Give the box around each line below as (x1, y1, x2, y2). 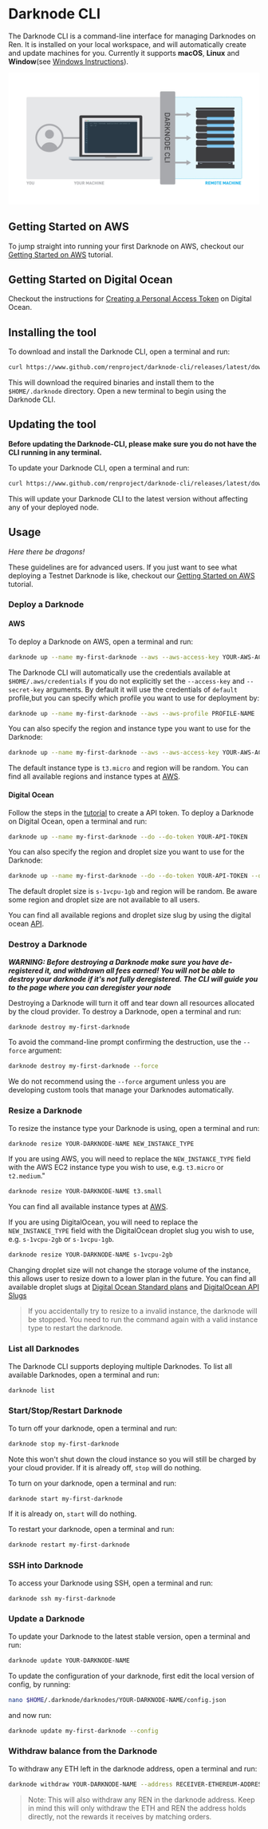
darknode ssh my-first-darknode (8, 1594, 116, 1602)
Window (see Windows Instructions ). (8, 57, 129, 66)
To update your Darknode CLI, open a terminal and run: (8, 462, 190, 472)
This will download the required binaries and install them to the (8, 378, 215, 387)
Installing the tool (8, 325, 97, 339)
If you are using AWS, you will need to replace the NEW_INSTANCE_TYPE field (8, 1154, 251, 1164)
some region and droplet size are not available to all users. (8, 895, 200, 905)
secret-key (8, 686, 45, 694)
